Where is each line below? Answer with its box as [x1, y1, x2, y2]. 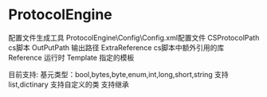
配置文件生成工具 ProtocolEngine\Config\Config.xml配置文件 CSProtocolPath [8, 33, 260, 42]
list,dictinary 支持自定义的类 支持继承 [8, 80, 130, 89]
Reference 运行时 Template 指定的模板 [8, 52, 135, 62]
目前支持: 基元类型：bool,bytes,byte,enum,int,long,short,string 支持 [8, 69, 229, 79]
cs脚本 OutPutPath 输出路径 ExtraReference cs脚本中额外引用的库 [8, 42, 225, 52]
